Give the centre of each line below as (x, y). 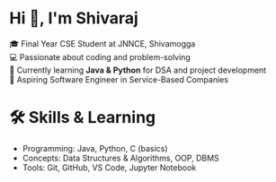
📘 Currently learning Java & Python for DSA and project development (138, 70)
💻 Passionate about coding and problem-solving (100, 56)
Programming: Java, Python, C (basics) (95, 148)
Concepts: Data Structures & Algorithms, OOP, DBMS (121, 158)
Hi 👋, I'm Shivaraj (74, 18)
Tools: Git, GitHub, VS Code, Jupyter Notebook (109, 167)
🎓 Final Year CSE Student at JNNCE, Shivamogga (102, 43)
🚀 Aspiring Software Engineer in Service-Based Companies (119, 79)
